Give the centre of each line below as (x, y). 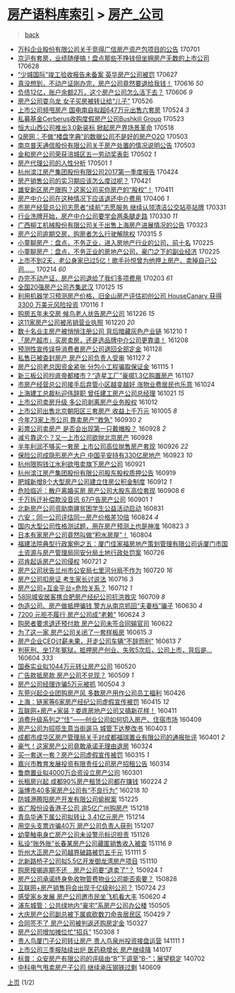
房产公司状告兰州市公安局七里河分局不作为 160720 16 (95, 570)
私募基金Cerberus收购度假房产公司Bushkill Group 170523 (101, 118)
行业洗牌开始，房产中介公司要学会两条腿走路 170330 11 (97, 216)
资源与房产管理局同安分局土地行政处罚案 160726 (94, 552)
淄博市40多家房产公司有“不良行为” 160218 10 (83, 790)
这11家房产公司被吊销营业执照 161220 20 (76, 322)
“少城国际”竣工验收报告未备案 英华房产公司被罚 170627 (97, 74)
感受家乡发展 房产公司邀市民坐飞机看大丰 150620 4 (92, 896)
